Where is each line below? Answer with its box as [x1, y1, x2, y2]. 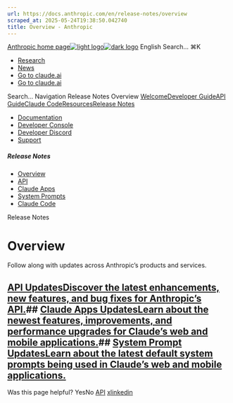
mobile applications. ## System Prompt [7, 336, 182, 348]
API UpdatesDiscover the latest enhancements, [7, 281, 220, 293]
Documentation [17, 113, 63, 122]
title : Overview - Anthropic [7, 23, 93, 30]
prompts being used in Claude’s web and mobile [7, 358, 222, 370]
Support [17, 136, 42, 144]
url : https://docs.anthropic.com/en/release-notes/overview [7, 10, 188, 18]
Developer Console [17, 121, 74, 129]
